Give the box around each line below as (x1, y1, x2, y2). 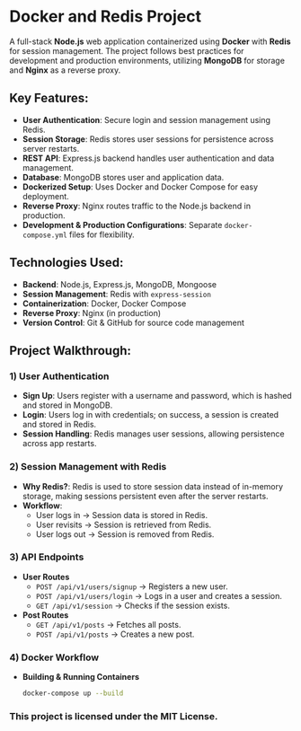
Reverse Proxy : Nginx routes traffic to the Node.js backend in (22, 200, 252, 211)
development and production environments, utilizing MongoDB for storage (9, 55, 286, 66)
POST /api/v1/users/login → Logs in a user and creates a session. (35, 590, 283, 601)
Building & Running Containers (22, 672, 139, 683)
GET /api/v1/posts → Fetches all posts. (35, 619, 181, 630)
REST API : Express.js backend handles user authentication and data (22, 153, 275, 163)
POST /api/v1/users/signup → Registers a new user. (35, 581, 228, 592)
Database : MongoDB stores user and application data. (22, 172, 225, 182)
